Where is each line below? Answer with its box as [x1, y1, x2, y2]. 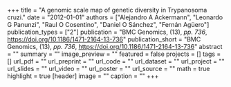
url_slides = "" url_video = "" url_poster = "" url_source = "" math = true [7, 65, 210, 72]
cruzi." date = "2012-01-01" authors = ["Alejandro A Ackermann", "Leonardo [7, 13, 223, 21]
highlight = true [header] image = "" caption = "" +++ [7, 72, 159, 80]
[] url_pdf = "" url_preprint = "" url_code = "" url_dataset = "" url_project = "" [7, 57, 225, 65]
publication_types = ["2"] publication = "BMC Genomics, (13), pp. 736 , [7, 28, 207, 36]
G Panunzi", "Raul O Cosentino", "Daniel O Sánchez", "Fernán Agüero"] [7, 21, 210, 28]
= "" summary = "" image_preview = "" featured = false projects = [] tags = [7, 50, 221, 58]
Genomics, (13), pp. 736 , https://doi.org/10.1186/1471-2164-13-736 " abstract [7, 43, 223, 50]
